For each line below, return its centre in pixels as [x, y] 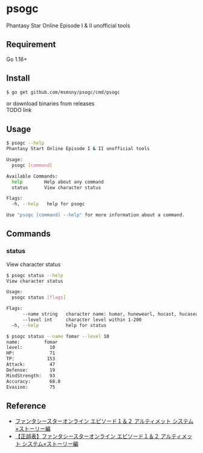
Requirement [31, 45]
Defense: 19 [31, 370]
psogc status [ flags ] [39, 298]
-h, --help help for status [59, 325]
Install [18, 78]
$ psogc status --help [35, 275]
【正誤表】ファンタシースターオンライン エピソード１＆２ [87, 436]
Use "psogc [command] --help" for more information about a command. [96, 215]
